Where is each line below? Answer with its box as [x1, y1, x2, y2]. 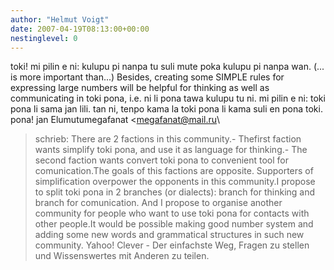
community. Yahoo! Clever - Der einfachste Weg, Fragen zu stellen [34, 239, 310, 251]
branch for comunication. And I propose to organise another [34, 197, 283, 209]
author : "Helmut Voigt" [10, 14, 110, 25]
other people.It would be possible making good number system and [34, 218, 314, 230]
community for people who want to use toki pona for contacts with [34, 207, 310, 220]
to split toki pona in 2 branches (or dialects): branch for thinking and [34, 186, 316, 198]
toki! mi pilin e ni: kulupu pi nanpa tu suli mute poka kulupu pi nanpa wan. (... [10, 61, 325, 73]
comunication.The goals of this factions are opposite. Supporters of [34, 165, 314, 177]
